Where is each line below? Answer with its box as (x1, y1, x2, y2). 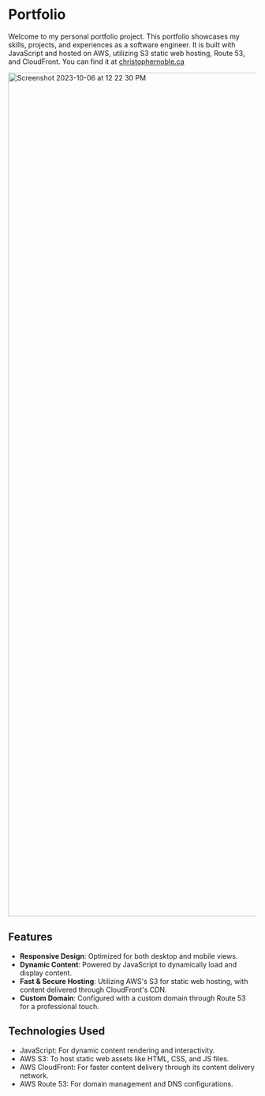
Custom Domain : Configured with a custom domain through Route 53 (19, 993, 246, 1003)
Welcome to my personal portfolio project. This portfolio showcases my (8, 32, 241, 41)
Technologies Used (8, 1024, 105, 1038)
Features (8, 930, 53, 944)
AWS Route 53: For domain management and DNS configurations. (19, 1079, 234, 1088)
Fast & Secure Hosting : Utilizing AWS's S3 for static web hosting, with (19, 976, 248, 986)
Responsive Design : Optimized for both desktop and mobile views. (19, 951, 238, 960)
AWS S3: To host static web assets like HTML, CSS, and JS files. (19, 1053, 230, 1063)
